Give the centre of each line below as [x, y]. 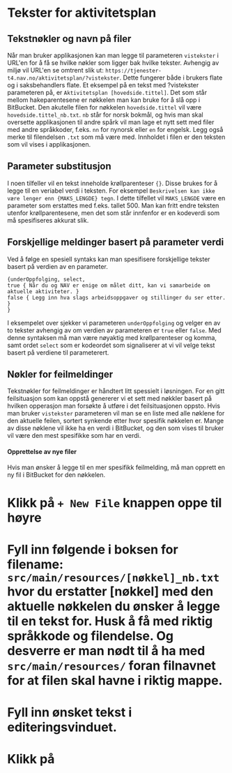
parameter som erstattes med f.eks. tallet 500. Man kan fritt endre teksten [113, 205]
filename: [36, 565]
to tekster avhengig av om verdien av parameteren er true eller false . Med [114, 330]
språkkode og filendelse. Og [91, 636]
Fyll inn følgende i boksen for [93, 550]
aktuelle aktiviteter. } [43, 291]
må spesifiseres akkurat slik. [48, 220]
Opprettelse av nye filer [42, 452]
